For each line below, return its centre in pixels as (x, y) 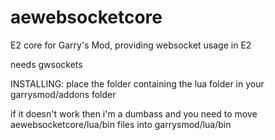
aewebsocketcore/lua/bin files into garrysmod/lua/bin (121, 124)
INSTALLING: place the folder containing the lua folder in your (137, 83)
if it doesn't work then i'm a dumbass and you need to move (134, 113)
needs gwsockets (46, 64)
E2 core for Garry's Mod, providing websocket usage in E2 (131, 45)
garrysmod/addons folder (63, 94)
